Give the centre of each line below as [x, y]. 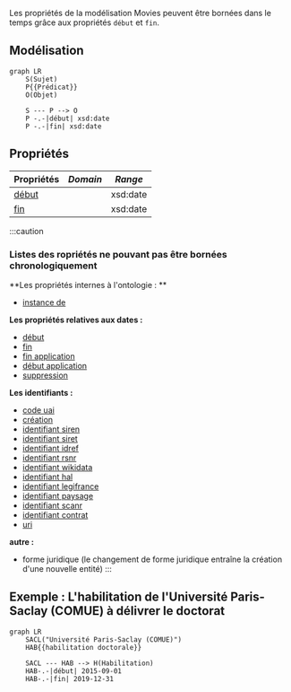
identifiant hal [47, 477]
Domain [86, 179]
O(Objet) [42, 95]
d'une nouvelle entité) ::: [67, 568]
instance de [44, 302]
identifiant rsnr [49, 458]
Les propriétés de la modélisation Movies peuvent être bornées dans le [140, 13]
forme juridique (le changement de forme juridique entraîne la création [152, 559]
